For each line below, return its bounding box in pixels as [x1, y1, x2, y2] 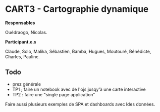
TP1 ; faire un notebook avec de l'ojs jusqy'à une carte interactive [12, 86, 146, 92]
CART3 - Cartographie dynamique [5, 3, 149, 15]
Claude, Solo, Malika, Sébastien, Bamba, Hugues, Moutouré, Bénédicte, [5, 48, 151, 54]
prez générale [12, 81, 41, 87]
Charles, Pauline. [5, 53, 40, 60]
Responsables [5, 20, 36, 26]
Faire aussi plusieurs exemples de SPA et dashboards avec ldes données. [5, 101, 155, 107]
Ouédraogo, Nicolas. [5, 29, 48, 35]
